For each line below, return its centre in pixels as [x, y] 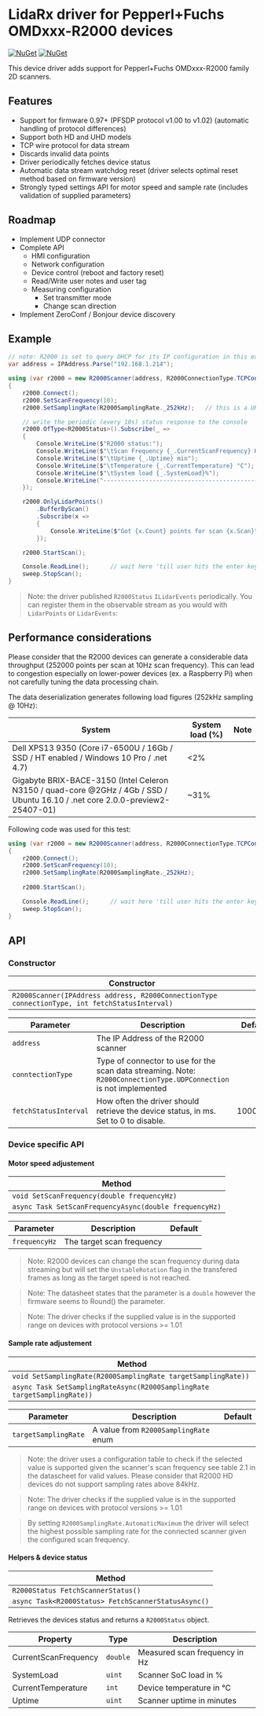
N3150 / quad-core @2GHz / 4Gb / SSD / [90, 790]
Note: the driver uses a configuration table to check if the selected [135, 1459]
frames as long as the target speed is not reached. [109, 1278]
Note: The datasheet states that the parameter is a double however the [141, 1293]
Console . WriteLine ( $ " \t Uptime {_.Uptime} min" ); [117, 458]
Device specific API [46, 1145]
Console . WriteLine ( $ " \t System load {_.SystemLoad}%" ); [128, 473]
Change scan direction [80, 306]
